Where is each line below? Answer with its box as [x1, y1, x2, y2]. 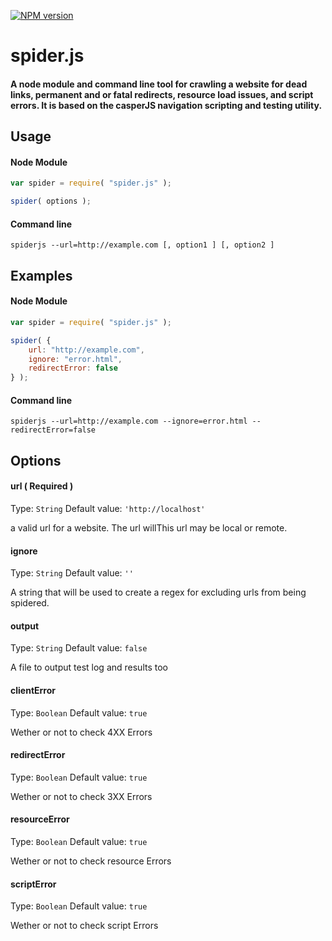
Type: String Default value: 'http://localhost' [10, 502, 206, 514]
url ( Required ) [10, 480, 74, 492]
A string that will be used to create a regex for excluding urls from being [10, 586, 307, 599]
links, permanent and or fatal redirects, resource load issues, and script [10, 88, 314, 100]
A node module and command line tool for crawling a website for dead [10, 78, 308, 90]
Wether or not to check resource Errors [10, 855, 172, 867]
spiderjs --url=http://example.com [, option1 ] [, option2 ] [10, 240, 275, 250]
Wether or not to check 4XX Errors [10, 726, 153, 738]
